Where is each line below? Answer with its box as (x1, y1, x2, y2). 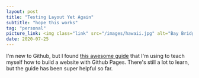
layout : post (6, 8, 38, 15)
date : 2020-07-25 (6, 36, 49, 42)
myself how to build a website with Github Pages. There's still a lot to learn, (6, 58, 190, 66)
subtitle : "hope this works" (6, 19, 78, 25)
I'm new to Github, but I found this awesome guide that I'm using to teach (6, 53, 185, 59)
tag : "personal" (6, 25, 46, 31)
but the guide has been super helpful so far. (6, 65, 113, 71)
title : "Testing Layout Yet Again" (6, 14, 94, 20)
